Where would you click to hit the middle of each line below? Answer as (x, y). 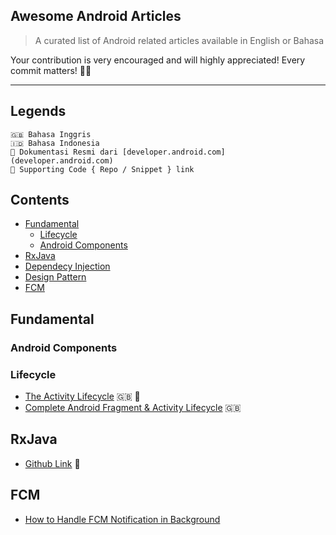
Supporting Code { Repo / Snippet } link (107, 169)
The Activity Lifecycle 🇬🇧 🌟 (82, 396)
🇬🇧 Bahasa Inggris (51, 134)
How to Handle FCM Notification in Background (122, 519)
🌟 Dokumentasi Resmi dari (64, 152)
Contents (40, 200)
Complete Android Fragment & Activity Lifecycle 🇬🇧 (133, 408)
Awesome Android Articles (96, 16)
